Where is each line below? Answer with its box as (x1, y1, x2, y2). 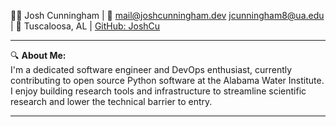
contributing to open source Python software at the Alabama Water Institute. (10, 75, 325, 86)
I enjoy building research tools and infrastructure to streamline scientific (10, 85, 307, 97)
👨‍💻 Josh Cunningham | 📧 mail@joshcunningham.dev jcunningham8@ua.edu (10, 10, 325, 21)
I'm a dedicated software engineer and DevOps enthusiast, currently (10, 64, 293, 75)
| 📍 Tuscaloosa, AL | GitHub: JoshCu (10, 20, 161, 32)
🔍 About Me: (10, 50, 67, 61)
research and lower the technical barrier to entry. (10, 96, 213, 107)
